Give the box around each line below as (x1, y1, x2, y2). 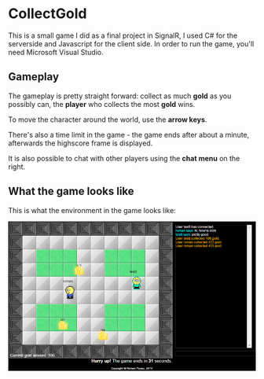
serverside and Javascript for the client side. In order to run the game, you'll (8, 39, 255, 48)
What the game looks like (8, 185, 135, 198)
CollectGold (8, 5, 87, 23)
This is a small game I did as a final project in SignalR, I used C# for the (8, 31, 238, 40)
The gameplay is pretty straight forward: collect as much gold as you (8, 91, 232, 101)
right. (8, 162, 26, 171)
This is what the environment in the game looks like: (8, 205, 177, 215)
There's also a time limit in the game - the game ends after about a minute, (8, 130, 250, 139)
